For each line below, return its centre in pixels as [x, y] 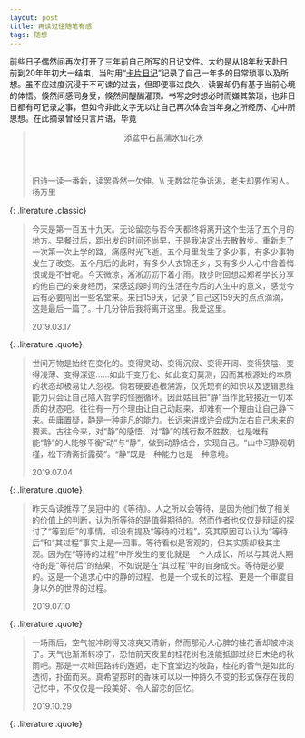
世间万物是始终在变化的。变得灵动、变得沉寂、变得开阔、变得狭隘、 [159, 364]
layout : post [34, 18]
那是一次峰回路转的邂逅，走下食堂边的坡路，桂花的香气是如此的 [175, 665]
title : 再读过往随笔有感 [51, 26]
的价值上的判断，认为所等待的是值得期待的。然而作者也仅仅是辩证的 [159, 520]
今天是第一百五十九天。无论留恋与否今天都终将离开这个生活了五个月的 [163, 229]
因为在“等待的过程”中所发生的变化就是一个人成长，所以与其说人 [167, 554]
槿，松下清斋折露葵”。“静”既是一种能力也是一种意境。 [133, 454]
